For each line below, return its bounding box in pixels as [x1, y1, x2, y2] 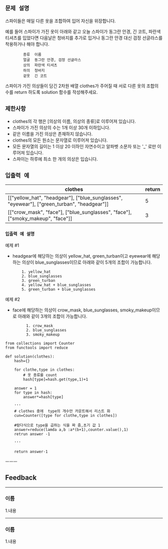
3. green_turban [21, 278, 55, 283]
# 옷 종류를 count [23, 372, 57, 378]
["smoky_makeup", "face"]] [7, 215, 72, 222]
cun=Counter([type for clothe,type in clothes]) [14, 413, 117, 418]
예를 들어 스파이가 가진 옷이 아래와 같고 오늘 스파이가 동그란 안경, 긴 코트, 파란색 [5, 28, 161, 34]
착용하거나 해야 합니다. [5, 41, 49, 47]
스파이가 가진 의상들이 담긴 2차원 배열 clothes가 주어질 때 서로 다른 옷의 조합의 [5, 82, 159, 89]
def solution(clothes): [5, 354, 55, 359]
